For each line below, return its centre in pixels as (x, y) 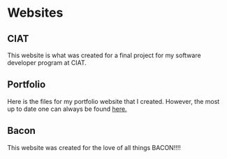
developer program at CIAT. (47, 63)
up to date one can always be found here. (67, 109)
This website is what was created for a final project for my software (104, 55)
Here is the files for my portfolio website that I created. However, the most (113, 101)
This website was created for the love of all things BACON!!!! (94, 147)
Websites (35, 13)
